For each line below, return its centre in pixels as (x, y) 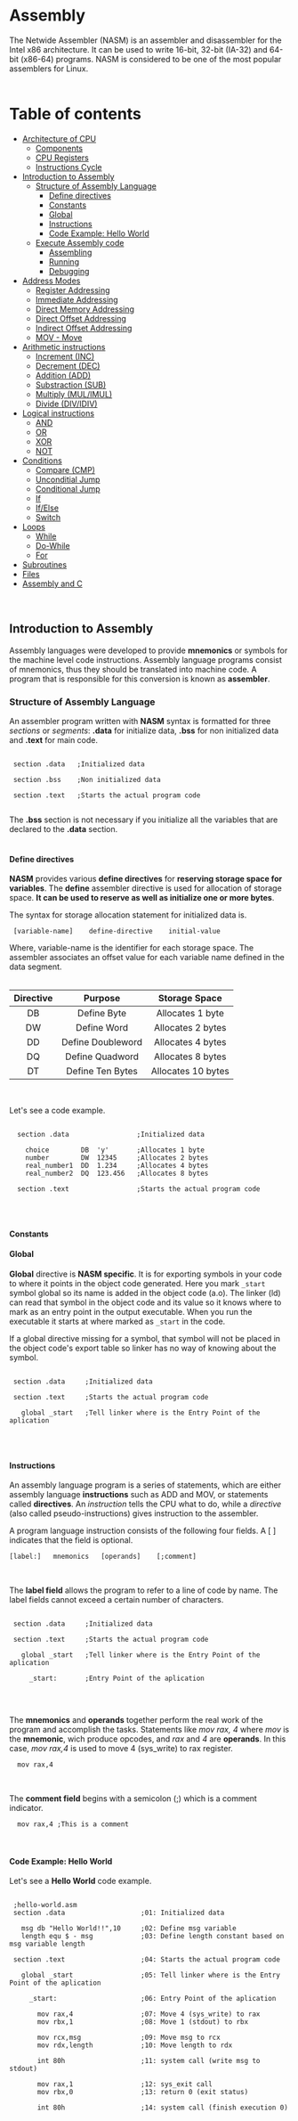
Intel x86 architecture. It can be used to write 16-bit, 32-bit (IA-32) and (139, 49)
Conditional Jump (68, 489)
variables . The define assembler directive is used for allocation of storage (145, 888)
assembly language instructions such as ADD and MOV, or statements (139, 1495)
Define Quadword (102, 1056)
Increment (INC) (65, 356)
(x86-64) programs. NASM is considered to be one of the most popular (151, 59)
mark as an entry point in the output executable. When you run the (131, 1311)
